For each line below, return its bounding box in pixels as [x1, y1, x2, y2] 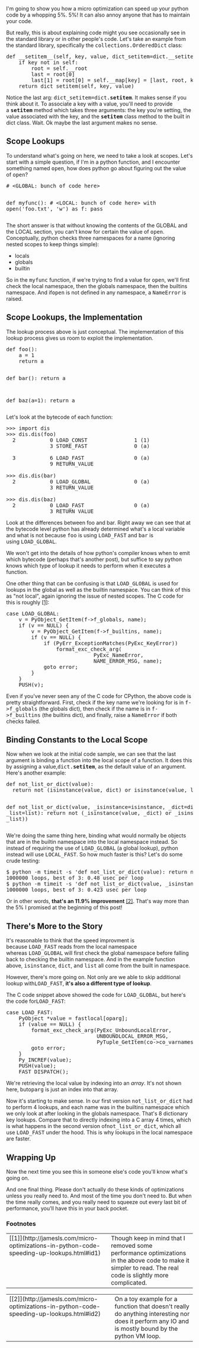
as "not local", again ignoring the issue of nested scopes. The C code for [6, 592, 184, 600]
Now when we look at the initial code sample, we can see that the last [6, 750, 176, 758]
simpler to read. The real [110, 1264, 179, 1272]
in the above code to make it [110, 1257, 190, 1265]
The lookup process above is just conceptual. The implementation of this [6, 328, 184, 335]
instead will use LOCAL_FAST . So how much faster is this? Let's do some [6, 851, 183, 858]
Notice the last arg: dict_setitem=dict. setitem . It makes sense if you [6, 94, 187, 101]
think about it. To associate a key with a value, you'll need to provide [6, 100, 173, 107]
